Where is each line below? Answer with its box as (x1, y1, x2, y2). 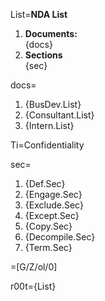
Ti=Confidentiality (10, 139, 85, 151)
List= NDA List (10, 9, 68, 20)
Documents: (24, 28, 78, 39)
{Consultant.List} (24, 109, 95, 121)
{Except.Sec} (24, 210, 80, 221)
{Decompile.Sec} (24, 231, 96, 243)
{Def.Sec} (24, 178, 66, 189)
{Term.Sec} (24, 242, 73, 253)
